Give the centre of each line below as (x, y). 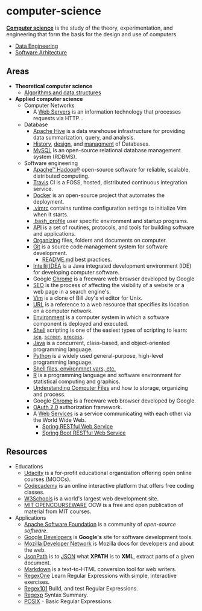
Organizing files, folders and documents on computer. (100, 240)
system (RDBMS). (55, 157)
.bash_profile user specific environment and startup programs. (111, 221)
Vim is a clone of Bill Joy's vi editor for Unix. (88, 298)
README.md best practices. (77, 259)
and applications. (54, 233)
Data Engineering (36, 46)
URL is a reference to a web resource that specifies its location (111, 304)
